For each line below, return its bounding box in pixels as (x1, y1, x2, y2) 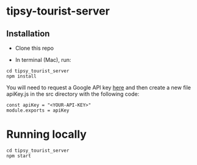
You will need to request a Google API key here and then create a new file (6, 84, 191, 91)
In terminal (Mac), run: (15, 56, 71, 63)
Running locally (6, 127, 87, 141)
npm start (6, 153, 32, 159)
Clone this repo (15, 44, 54, 52)
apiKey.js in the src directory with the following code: (6, 90, 140, 98)
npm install (6, 73, 37, 79)
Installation (6, 29, 50, 39)
